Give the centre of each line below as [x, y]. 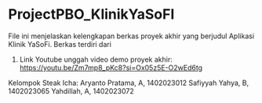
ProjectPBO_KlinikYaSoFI [91, 14]
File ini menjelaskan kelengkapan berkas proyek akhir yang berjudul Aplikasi [131, 36]
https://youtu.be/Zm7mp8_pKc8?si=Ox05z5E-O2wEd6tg [111, 67]
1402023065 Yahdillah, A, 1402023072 [71, 91]
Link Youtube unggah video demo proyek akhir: [96, 59]
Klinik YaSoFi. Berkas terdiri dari [60, 44]
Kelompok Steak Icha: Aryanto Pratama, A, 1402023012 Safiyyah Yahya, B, [129, 83]
